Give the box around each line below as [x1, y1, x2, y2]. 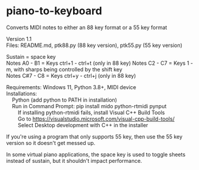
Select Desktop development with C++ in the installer [17, 121, 149, 128]
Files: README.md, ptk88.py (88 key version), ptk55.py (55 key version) [6, 42, 183, 49]
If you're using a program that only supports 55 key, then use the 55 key [6, 133, 183, 140]
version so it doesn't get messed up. [6, 139, 96, 146]
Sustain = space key [6, 53, 56, 60]
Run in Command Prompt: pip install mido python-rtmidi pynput [11, 102, 167, 109]
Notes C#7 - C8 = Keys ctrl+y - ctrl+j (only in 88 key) [6, 72, 137, 79]
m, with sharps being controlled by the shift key [6, 65, 123, 73]
